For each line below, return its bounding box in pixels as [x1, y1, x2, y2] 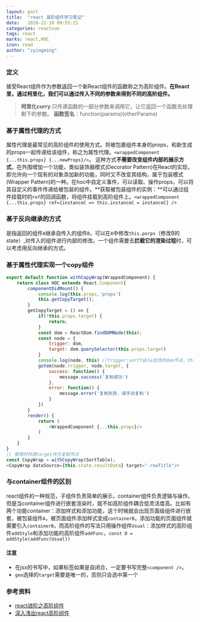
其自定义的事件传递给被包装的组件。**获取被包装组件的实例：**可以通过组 [6, 186, 189, 193]
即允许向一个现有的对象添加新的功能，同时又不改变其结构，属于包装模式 [6, 171, 183, 178]
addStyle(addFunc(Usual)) [6, 536, 70, 542]
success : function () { [48, 368, 105, 375]
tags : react [6, 31, 36, 37]
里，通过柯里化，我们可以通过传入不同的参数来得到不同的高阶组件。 [6, 90, 173, 98]
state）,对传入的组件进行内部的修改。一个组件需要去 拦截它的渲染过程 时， [6, 237, 187, 244]
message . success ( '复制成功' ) [59, 374, 128, 380]
